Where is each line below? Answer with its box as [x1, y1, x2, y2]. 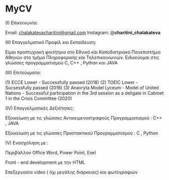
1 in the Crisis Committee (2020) [5, 95, 72, 101]
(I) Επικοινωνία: [5, 20, 38, 26]
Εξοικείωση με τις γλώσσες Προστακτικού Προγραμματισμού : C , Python [5, 130, 158, 136]
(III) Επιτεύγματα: [5, 69, 41, 76]
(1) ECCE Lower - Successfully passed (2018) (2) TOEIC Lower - [5, 79, 138, 85]
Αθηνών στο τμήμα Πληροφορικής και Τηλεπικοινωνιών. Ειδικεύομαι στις [5, 54, 159, 61]
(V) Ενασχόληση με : [5, 140, 49, 146]
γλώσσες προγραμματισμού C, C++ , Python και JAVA [5, 59, 118, 66]
